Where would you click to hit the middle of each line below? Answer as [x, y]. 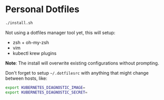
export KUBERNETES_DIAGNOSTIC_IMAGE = [45, 87]
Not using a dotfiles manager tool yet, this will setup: [60, 32]
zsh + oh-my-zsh [31, 42]
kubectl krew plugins [35, 53]
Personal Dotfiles [43, 9]
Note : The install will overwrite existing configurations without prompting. [82, 63]
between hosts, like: [26, 78]
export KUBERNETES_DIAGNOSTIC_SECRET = [46, 92]
